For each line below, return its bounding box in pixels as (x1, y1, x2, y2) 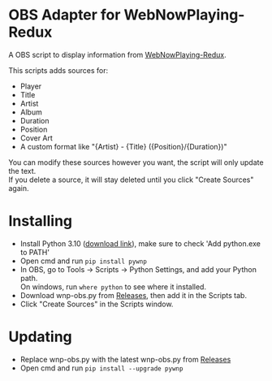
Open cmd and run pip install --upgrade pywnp (19, 363, 183, 373)
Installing (8, 212, 73, 231)
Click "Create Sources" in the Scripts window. (19, 299, 174, 309)
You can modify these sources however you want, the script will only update (8, 157, 264, 167)
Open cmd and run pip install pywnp (19, 256, 148, 266)
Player (19, 81, 42, 91)
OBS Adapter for (8, 6, 121, 24)
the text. (8, 166, 37, 175)
